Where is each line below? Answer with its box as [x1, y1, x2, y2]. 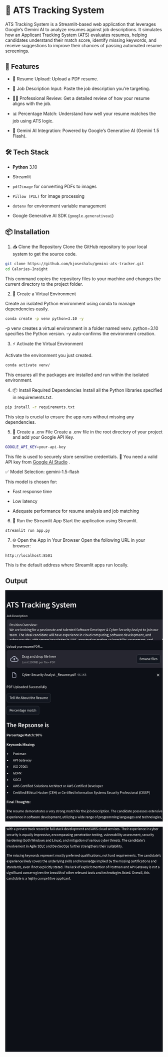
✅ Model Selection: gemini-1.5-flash [5, 468, 80, 475]
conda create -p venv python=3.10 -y [5, 316, 84, 321]
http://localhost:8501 [5, 553, 52, 558]
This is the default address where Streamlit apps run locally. [5, 562, 128, 568]
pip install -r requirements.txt [5, 404, 75, 410]
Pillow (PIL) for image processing [12, 193, 85, 199]
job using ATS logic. [12, 118, 54, 124]
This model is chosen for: [5, 479, 57, 485]
